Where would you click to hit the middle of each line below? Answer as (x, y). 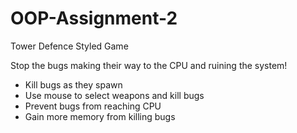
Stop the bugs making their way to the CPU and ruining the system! (149, 65)
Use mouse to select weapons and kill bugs (114, 95)
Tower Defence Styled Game (69, 46)
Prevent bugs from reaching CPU (93, 106)
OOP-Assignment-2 (94, 18)
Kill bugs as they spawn (73, 84)
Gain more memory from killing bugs (100, 116)
